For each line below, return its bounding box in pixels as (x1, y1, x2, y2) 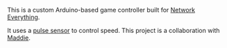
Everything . (7, 13, 40, 21)
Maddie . (7, 34, 31, 42)
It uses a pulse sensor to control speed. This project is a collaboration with (7, 27, 220, 34)
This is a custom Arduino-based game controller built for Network (7, 6, 196, 14)
